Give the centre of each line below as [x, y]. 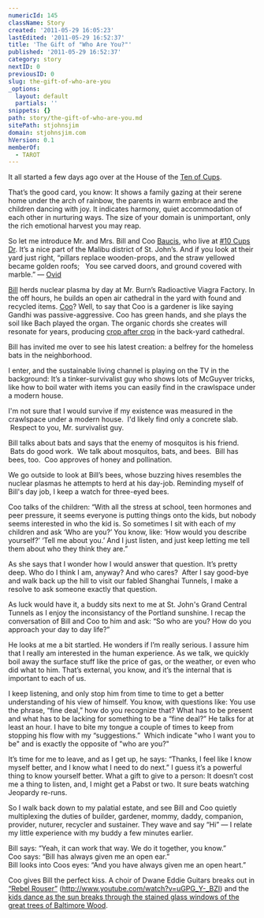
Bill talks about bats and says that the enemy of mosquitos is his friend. [124, 443]
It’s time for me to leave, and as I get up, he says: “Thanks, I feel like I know [130, 759]
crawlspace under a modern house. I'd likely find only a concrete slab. [123, 419]
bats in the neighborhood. [50, 355]
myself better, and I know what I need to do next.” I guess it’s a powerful [125, 767]
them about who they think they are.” [68, 549]
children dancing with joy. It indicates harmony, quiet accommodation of [125, 209]
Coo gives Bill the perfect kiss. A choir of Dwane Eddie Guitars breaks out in [131, 880]
